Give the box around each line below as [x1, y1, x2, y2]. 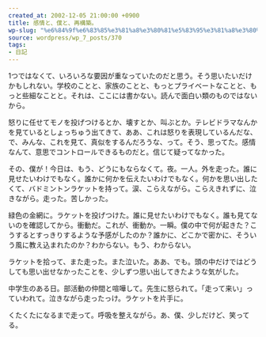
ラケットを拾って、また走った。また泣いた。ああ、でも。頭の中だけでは [8, 257, 244, 266]
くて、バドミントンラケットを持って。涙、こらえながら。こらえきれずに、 [8, 184, 250, 193]
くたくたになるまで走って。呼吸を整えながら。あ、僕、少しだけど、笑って [8, 310, 250, 320]
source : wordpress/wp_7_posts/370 [8, 33, 123, 42]
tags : [8, 41, 26, 49]
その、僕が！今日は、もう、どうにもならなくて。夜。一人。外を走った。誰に [8, 164, 257, 173]
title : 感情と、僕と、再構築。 [8, 19, 97, 27]
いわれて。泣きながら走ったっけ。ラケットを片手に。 [14, 293, 188, 303]
